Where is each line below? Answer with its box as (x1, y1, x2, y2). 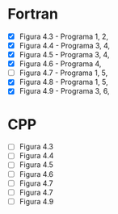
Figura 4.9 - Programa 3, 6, (19, 86, 110, 96)
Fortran (7, 5, 58, 23)
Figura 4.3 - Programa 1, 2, (19, 31, 108, 41)
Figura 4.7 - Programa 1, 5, (19, 68, 108, 78)
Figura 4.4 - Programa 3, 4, (19, 41, 111, 50)
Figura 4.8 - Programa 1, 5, (19, 78, 108, 87)
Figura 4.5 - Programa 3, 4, (19, 50, 110, 60)
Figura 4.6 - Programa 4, (19, 59, 102, 69)
